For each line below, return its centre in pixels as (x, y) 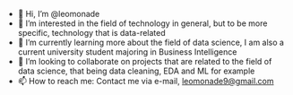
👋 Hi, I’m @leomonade (59, 14)
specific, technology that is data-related (91, 33)
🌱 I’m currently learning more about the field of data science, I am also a (151, 42)
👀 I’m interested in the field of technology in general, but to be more (142, 23)
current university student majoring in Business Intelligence (127, 52)
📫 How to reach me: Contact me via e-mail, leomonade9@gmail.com (146, 81)
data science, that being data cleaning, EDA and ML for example (136, 71)
